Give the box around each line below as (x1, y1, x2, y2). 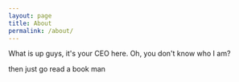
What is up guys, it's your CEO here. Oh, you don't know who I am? (8, 49, 231, 59)
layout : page (8, 11, 52, 20)
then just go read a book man (8, 64, 106, 74)
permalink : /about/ (8, 27, 74, 35)
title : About (8, 19, 52, 27)
